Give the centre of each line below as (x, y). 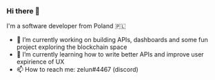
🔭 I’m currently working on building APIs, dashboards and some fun (112, 40)
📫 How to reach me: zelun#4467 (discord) (77, 70)
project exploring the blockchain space (72, 47)
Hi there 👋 (23, 11)
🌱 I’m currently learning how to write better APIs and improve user (110, 54)
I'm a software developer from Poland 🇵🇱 (66, 26)
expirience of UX (40, 62)
